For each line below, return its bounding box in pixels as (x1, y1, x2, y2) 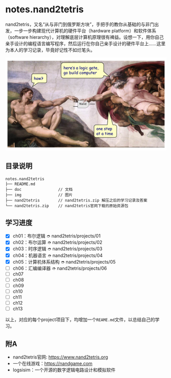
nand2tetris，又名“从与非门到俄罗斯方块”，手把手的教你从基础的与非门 (5, 21, 155, 27)
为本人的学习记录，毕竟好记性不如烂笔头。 (5, 47, 95, 53)
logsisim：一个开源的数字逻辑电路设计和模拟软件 (12, 367, 116, 373)
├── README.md (5, 181, 36, 187)
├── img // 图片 (5, 192, 73, 197)
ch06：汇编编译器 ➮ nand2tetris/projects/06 (12, 265, 108, 271)
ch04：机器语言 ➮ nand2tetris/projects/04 (12, 252, 103, 258)
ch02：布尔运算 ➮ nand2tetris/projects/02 (12, 240, 102, 246)
